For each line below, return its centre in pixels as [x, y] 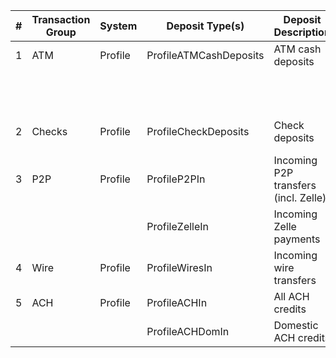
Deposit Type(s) [205, 26]
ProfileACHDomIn [188, 331]
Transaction [61, 19]
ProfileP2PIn [176, 179]
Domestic [296, 325]
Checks [49, 131]
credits [290, 309]
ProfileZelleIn [178, 226]
